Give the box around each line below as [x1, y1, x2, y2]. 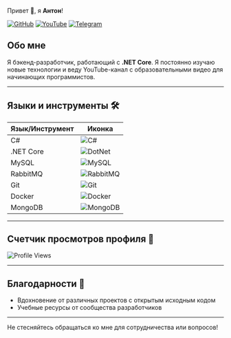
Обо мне [7, 40, 46, 52]
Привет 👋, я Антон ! [7, 7, 63, 14]
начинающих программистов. [7, 72, 96, 81]
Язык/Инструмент [10, 124, 74, 134]
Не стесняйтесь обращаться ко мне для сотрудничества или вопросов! [7, 324, 219, 332]
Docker [10, 191, 34, 201]
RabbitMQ [10, 169, 43, 178]
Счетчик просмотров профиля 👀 [7, 233, 155, 245]
